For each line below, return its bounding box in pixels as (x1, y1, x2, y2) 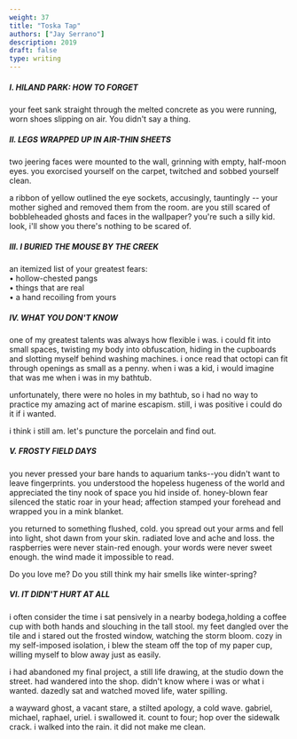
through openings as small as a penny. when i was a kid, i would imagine (9, 362, 275, 373)
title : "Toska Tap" (9, 21, 82, 30)
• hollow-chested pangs (9, 273, 98, 283)
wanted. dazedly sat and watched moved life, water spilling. (9, 685, 228, 695)
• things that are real (9, 282, 85, 293)
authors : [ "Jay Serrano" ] (9, 29, 105, 38)
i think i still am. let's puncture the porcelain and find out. (9, 425, 217, 436)
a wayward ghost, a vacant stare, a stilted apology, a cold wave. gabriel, (9, 703, 273, 713)
